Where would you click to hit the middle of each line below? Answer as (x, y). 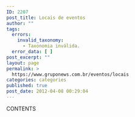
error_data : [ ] (32, 52)
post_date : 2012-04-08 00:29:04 (47, 91)
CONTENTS (21, 108)
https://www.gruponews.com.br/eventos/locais (71, 74)
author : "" (20, 23)
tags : (13, 29)
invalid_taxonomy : (40, 40)
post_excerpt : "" (28, 57)
